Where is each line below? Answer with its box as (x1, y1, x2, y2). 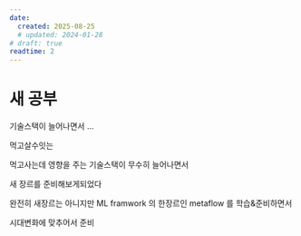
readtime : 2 (9, 47, 54, 56)
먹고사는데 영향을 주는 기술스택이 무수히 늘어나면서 (9, 160, 189, 171)
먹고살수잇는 (9, 140, 54, 151)
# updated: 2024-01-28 (17, 30, 103, 39)
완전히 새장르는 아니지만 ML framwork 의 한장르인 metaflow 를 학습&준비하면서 (9, 198, 293, 209)
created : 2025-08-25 (17, 22, 95, 31)
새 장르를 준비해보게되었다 (9, 179, 102, 190)
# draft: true (9, 38, 63, 48)
